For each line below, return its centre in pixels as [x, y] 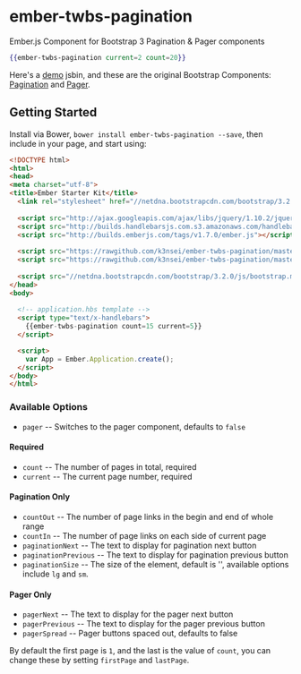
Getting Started [53, 112]
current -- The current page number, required [107, 476]
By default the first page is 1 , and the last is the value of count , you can [140, 651]
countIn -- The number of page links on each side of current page [144, 535]
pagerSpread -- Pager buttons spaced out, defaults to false [130, 634]
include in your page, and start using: [78, 143]
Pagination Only [39, 497]
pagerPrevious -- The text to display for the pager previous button [144, 624]
